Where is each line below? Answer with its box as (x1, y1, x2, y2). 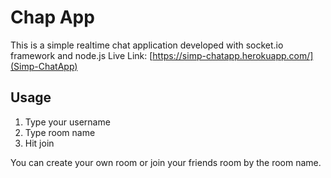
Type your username (24, 116, 111, 128)
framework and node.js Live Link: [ (10, 49, 153, 61)
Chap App (10, 6, 95, 29)
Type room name (24, 126, 96, 138)
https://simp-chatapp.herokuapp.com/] (152, 49, 314, 61)
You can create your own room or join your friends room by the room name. (10, 156, 322, 168)
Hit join (24, 137, 55, 149)
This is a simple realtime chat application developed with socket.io (10, 39, 284, 51)
